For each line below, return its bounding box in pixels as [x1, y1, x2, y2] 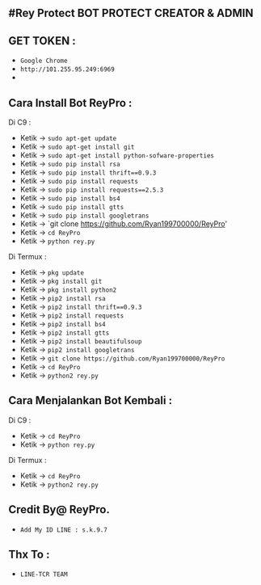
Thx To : [8, 548, 50, 562]
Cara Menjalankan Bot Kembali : [8, 394, 172, 407]
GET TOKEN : [8, 34, 76, 48]
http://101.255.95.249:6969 [19, 65, 115, 74]
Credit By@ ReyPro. [8, 503, 111, 516]
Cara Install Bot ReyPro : [8, 96, 133, 110]
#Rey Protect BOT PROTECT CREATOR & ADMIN [8, 6, 254, 20]
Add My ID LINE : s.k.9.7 [19, 525, 107, 534]
